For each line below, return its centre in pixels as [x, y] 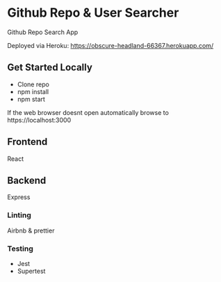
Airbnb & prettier [31, 230]
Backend [27, 180]
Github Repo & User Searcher [93, 13]
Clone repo [33, 84]
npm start [31, 99]
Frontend [27, 142]
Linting [19, 215]
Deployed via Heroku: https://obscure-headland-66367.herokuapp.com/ [110, 45]
